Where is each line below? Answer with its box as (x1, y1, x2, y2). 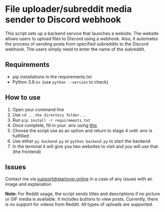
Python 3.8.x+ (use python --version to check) (12, 79, 109, 85)
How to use (5, 93, 41, 102)
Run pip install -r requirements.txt (12, 117, 91, 123)
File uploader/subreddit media (5, 3, 132, 15)
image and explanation (5, 181, 52, 187)
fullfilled (12, 133, 29, 139)
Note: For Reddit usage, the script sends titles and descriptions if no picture (5, 191, 160, 197)
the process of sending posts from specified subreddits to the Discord (5, 41, 149, 47)
